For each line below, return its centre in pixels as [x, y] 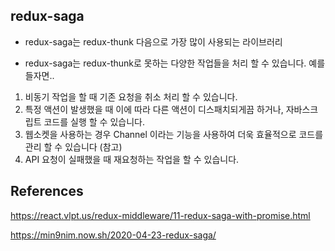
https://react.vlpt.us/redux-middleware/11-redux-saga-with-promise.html [160, 215]
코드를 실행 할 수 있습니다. [94, 121]
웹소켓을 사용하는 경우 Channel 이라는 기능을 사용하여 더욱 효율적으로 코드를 [174, 134]
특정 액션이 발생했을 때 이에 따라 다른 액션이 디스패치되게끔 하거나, [154, 109]
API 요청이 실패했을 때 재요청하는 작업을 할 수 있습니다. [132, 159]
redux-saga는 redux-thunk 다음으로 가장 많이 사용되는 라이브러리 [153, 41]
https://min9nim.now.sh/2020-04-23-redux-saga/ [113, 235]
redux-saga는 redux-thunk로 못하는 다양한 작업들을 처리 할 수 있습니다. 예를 [175, 63]
